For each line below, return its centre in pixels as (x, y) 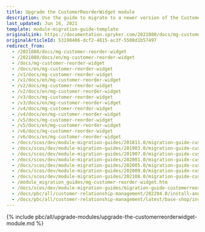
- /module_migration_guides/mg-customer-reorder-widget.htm (90, 183)
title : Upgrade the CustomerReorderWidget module (71, 12)
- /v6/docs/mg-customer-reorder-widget (63, 131)
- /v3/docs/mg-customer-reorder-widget (63, 97)
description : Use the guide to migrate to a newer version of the (92, 18)
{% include (20, 217)
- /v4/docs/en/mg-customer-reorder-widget (67, 114)
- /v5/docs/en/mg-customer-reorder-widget (67, 126)
